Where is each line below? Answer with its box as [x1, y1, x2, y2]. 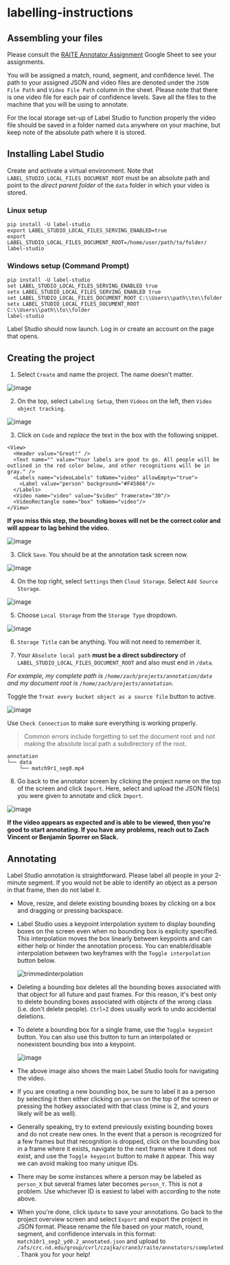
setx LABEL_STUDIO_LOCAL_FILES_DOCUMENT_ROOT [7, 301, 139, 307]
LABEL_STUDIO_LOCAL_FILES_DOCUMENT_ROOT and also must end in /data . [16, 658, 214, 667]
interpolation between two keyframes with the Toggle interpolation [16, 949, 211, 958]
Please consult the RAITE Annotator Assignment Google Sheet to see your [7, 50, 217, 58]
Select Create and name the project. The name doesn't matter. [16, 370, 194, 379]
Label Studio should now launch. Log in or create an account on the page [7, 325, 215, 333]
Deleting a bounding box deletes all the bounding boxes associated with [16, 983, 221, 991]
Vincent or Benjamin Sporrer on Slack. [7, 833, 119, 841]
